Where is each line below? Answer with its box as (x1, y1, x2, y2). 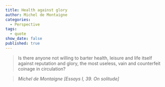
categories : (5, 17, 31, 22)
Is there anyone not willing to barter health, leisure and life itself (17, 55, 152, 61)
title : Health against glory (5, 7, 68, 13)
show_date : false (5, 36, 43, 41)
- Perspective (10, 21, 40, 27)
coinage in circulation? (17, 66, 66, 72)
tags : (5, 27, 17, 32)
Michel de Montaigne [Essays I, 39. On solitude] (17, 75, 119, 82)
